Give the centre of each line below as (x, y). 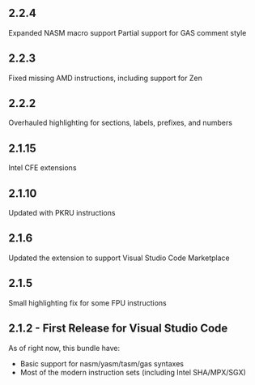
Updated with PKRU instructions (62, 213)
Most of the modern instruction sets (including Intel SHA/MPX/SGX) (133, 372)
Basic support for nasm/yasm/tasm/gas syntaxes (102, 363)
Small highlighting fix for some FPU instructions (88, 302)
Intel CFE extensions (42, 168)
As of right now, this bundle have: (64, 348)
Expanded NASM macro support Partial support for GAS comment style (127, 32)
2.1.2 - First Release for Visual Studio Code (118, 329)
